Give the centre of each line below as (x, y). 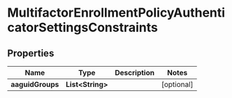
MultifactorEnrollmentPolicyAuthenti (116, 13)
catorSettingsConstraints (83, 27)
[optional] (177, 84)
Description (135, 73)
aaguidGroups (35, 84)
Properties (31, 53)
